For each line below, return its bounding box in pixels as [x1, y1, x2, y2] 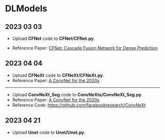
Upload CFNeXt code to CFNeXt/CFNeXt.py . [12, 72, 104, 78]
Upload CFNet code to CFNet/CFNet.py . [12, 35, 95, 41]
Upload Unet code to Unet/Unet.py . [12, 129, 86, 135]
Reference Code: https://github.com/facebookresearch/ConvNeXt [12, 102, 146, 108]
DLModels [5, 3, 48, 14]
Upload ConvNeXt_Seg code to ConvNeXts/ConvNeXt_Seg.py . [12, 91, 143, 97]
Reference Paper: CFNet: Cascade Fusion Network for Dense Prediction [12, 45, 158, 51]
